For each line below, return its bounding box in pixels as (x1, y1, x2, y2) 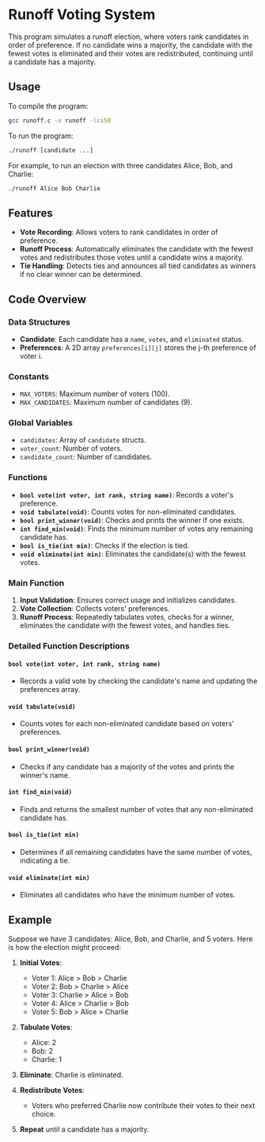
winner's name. (19, 770, 70, 779)
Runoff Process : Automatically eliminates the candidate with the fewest (19, 244, 254, 254)
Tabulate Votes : (19, 1022, 73, 1032)
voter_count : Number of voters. (19, 444, 123, 453)
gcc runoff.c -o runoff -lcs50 (8, 117, 112, 125)
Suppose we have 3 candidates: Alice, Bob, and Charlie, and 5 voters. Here (8, 934, 253, 944)
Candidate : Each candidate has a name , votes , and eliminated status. (19, 334, 244, 344)
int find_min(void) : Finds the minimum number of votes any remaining (19, 524, 253, 533)
